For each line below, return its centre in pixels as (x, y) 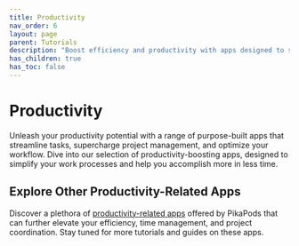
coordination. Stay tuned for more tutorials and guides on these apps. (137, 232)
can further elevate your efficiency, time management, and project (131, 222)
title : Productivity (48, 17)
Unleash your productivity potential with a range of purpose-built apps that (147, 135)
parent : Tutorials (43, 42)
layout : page (33, 34)
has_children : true (45, 59)
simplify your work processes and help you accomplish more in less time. (144, 163)
